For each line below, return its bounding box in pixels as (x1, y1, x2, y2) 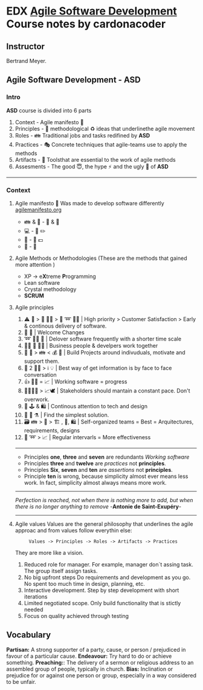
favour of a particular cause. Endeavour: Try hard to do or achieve (6, 652, 172, 660)
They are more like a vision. (14, 549, 84, 556)
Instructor (6, 41, 45, 51)
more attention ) (14, 260, 56, 268)
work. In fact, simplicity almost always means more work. (24, 479, 167, 486)
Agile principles (14, 304, 54, 311)
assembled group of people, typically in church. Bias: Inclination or (6, 665, 173, 672)
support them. (24, 357, 60, 365)
